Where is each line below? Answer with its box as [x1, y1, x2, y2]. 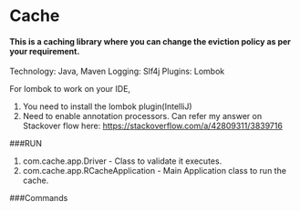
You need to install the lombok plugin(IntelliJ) [22, 101, 193, 112]
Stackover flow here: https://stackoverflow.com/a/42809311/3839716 [22, 120, 283, 132]
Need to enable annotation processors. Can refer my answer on [22, 111, 263, 122]
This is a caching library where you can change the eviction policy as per [9, 35, 292, 46]
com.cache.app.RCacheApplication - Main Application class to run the [22, 166, 287, 176]
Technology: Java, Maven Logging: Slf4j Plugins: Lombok [9, 65, 225, 77]
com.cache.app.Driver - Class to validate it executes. [22, 156, 222, 166]
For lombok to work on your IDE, [9, 84, 130, 95]
